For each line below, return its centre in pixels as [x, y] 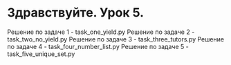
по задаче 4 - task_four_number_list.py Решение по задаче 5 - [98, 46]
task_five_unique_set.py [41, 54]
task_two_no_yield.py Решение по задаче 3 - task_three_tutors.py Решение [116, 39]
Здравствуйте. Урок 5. [75, 13]
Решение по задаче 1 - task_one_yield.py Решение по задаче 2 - [101, 32]
